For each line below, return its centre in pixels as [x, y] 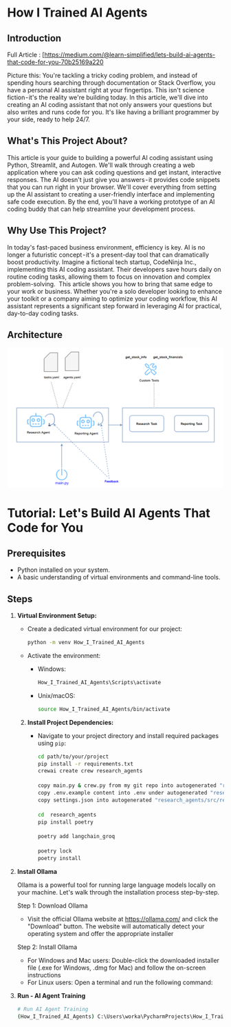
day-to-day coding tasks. [43, 313]
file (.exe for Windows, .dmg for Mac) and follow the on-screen [117, 968]
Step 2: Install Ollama [47, 947]
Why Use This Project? [57, 231]
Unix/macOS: [56, 695]
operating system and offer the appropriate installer [100, 933]
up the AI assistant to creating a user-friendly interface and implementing [111, 194]
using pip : [52, 743]
